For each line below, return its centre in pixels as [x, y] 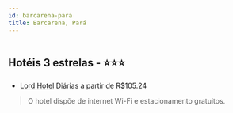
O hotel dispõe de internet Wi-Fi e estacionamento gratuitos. [126, 101]
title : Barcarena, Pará [48, 23]
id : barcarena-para [40, 15]
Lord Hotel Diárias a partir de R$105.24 [83, 86]
